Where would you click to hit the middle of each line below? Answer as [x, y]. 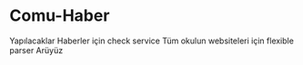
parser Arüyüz [36, 50]
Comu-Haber [60, 16]
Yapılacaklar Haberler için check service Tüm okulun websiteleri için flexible [151, 41]
